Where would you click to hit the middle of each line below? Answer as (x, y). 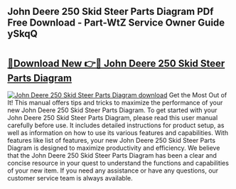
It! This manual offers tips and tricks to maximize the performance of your (115, 103)
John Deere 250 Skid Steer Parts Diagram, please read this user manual (113, 118)
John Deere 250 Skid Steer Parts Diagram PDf (111, 12)
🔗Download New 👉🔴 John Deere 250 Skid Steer (116, 63)
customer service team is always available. (70, 178)
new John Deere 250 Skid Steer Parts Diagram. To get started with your (112, 110)
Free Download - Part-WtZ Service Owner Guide (116, 23)
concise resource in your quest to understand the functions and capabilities (118, 163)
